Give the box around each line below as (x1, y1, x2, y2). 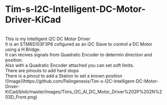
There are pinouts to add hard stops (5, 67, 79, 73)
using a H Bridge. (5, 46, 41, 52)
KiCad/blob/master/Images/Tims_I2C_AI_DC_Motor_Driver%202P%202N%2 (5, 89, 162, 95)
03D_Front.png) (5, 94, 37, 100)
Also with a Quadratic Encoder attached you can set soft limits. (5, 62, 135, 68)
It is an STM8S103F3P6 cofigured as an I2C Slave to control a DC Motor (5, 41, 153, 47)
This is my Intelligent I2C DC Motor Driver (5, 36, 91, 42)
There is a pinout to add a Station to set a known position (5, 73, 122, 79)
